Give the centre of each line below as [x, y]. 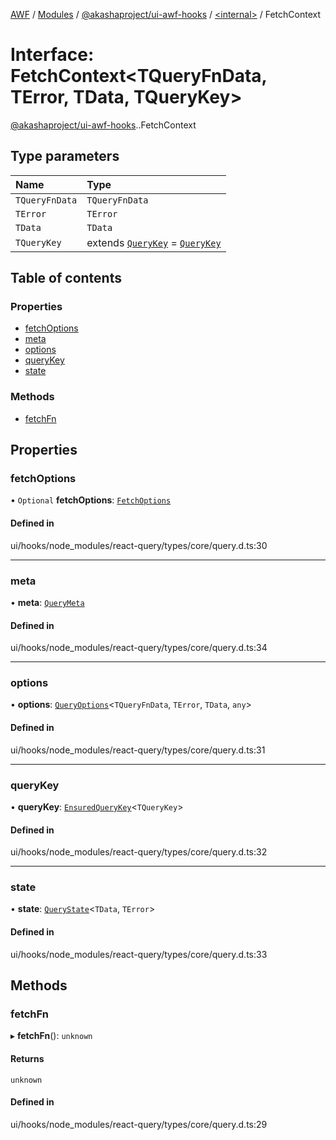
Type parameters [65, 156]
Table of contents [66, 278]
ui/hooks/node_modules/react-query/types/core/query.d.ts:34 [139, 648]
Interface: [52, 55]
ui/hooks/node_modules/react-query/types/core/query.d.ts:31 [138, 750]
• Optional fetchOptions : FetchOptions [91, 500]
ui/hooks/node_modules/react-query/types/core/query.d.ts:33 [139, 954]
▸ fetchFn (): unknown [51, 1036]
